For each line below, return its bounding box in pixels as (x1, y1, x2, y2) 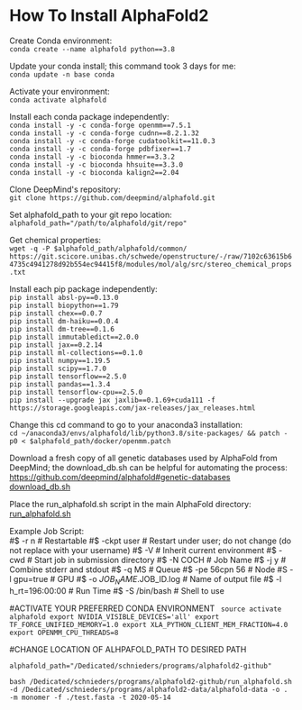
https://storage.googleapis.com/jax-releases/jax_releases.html (9, 403, 256, 413)
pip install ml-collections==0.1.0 (9, 348, 143, 357)
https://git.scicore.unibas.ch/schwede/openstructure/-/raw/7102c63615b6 (9, 251, 293, 261)
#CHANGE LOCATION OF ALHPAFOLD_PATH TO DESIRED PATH (9, 643, 247, 654)
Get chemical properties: (9, 234, 102, 245)
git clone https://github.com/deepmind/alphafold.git (9, 193, 216, 203)
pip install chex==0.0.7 (9, 308, 103, 318)
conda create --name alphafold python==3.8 (9, 44, 176, 54)
